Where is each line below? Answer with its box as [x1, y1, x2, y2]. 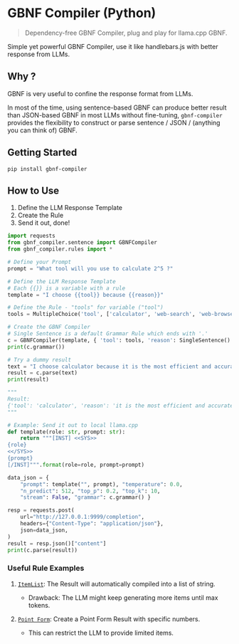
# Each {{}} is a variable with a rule [7, 285, 126, 292]
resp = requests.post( [7, 507, 75, 514]
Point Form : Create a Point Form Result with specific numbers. [17, 614, 201, 623]
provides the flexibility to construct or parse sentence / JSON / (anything [7, 118, 221, 127]
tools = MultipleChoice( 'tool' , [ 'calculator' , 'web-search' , [7, 311, 196, 318]
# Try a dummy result [7, 356, 72, 364]
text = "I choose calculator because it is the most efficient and [7, 363, 212, 370]
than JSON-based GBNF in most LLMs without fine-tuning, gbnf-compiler [7, 110, 223, 119]
